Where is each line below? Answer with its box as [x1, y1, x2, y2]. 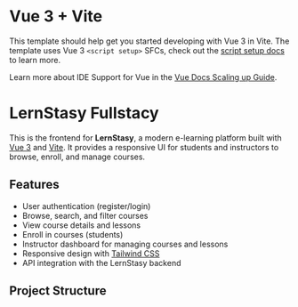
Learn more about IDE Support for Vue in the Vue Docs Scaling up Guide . [9, 71, 278, 82]
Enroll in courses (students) [21, 229, 124, 239]
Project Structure [9, 283, 107, 299]
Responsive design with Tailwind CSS [21, 247, 160, 259]
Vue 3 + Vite [9, 6, 103, 27]
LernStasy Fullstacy [9, 103, 159, 124]
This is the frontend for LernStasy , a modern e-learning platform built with [9, 132, 282, 143]
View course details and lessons [21, 220, 141, 230]
